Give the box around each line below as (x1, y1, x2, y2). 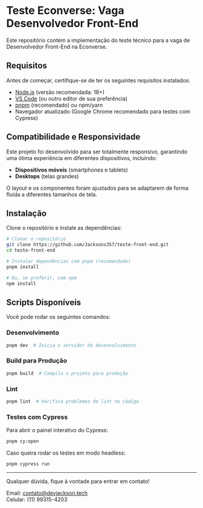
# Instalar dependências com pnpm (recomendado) (6, 258, 131, 264)
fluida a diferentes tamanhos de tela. (6, 190, 98, 198)
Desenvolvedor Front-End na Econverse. (6, 43, 108, 50)
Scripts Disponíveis (6, 297, 82, 307)
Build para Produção (6, 356, 68, 365)
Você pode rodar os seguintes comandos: (6, 313, 111, 321)
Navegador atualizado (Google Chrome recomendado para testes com (14, 107, 190, 115)
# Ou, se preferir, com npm (6, 275, 77, 281)
